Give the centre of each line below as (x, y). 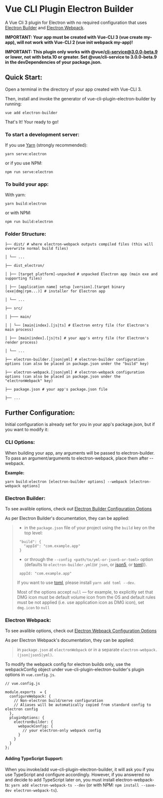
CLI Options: (20, 442)
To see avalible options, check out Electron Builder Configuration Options (79, 509)
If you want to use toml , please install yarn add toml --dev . (76, 583)
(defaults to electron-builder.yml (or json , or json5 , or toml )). (86, 565)
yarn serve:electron (26, 154)
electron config (21, 709)
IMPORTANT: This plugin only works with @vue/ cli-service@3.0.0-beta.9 (81, 52)
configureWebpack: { (30, 697)
